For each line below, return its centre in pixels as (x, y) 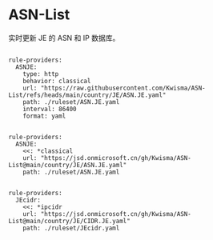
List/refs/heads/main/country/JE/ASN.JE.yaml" (87, 95)
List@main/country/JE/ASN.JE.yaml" (68, 165)
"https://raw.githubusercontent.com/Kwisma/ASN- (123, 88)
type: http (41, 74)
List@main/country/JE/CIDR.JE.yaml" (69, 221)
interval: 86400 (50, 109)
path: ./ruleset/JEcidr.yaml (71, 228)
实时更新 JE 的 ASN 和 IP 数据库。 (64, 38)
